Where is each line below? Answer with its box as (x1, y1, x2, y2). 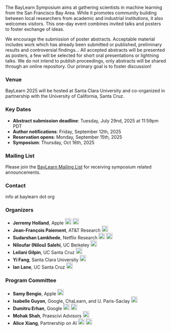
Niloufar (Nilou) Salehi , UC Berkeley (12, 242, 90, 248)
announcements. (5, 169, 41, 175)
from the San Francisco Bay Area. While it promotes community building (5, 10, 157, 16)
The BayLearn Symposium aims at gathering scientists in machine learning (5, 5, 162, 10)
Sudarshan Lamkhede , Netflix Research (12, 235, 98, 241)
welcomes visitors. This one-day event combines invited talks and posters (5, 20, 161, 27)
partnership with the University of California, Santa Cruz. (5, 93, 125, 99)
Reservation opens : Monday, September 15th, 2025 (12, 134, 123, 140)
